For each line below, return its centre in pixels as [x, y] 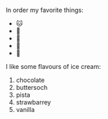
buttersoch [32, 87]
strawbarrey [33, 102]
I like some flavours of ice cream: [53, 66]
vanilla [25, 110]
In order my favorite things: [45, 10]
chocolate [30, 80]
